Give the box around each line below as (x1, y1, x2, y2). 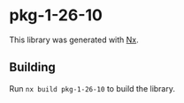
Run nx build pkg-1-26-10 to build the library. (9, 83, 175, 93)
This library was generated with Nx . (9, 34, 139, 45)
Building (9, 60, 56, 75)
